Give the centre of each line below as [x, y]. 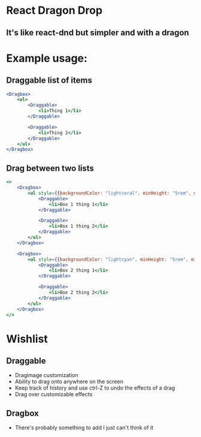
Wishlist [27, 339]
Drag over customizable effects [54, 394]
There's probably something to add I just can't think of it [84, 428]
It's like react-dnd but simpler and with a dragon [98, 33]
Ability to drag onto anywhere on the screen [69, 382]
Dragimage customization [47, 375]
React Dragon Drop [54, 10]
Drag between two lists [50, 168]
